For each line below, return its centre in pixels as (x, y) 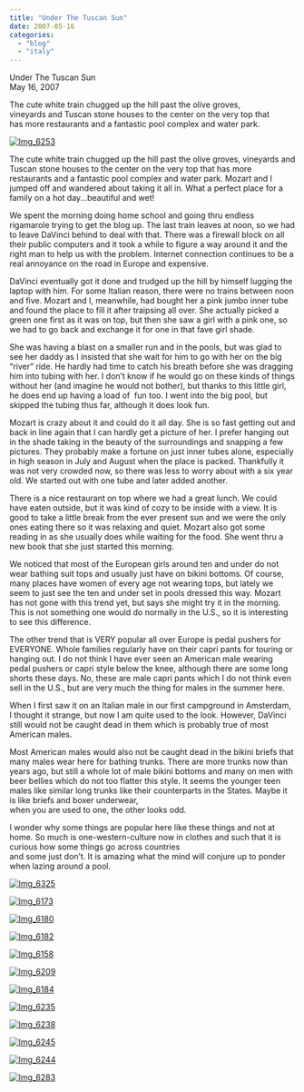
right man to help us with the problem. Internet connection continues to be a (152, 254)
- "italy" (36, 52)
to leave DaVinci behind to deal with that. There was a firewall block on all (147, 235)
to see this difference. (50, 622)
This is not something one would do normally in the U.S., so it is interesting (149, 612)
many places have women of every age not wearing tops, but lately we (142, 583)
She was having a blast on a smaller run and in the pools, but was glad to (146, 347)
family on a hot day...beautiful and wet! (82, 198)
